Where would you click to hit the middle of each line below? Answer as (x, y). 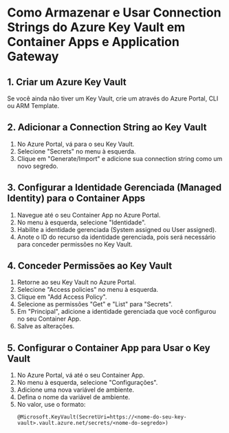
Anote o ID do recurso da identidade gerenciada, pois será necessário (116, 237)
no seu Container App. (49, 319)
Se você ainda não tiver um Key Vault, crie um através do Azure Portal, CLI (113, 98)
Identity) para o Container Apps (76, 199)
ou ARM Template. (33, 106)
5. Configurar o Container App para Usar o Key (109, 348)
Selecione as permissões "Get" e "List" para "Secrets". (95, 304)
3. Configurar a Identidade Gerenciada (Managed (115, 188)
